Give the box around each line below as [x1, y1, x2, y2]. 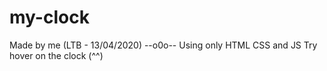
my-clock [9, 6, 90, 29]
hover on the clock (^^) [9, 49, 104, 61]
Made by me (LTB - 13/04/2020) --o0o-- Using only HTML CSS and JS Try [9, 39, 318, 51]
